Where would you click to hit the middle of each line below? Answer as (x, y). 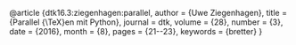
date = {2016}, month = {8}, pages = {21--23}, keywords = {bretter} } (136, 31)
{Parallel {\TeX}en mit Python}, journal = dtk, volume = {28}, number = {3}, (146, 22)
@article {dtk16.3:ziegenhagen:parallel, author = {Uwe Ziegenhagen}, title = (148, 13)
